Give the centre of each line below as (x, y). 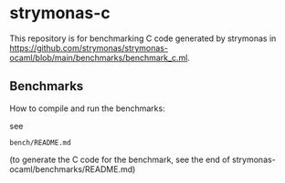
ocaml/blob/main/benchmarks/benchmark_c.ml (99, 57)
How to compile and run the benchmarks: (88, 108)
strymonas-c (60, 13)
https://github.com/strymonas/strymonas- (89, 47)
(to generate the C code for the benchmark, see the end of (120, 159)
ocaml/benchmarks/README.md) (73, 169)
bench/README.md (40, 142)
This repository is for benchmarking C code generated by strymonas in (143, 38)
